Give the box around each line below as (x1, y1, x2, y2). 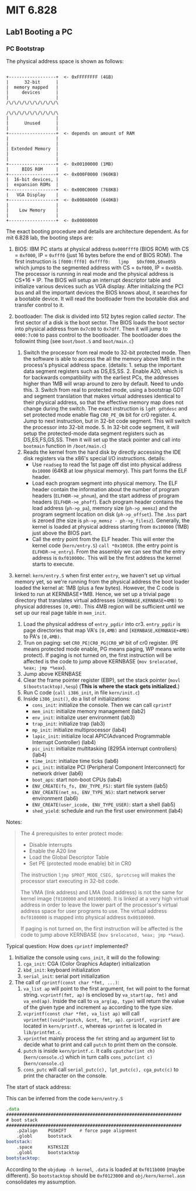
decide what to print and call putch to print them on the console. (23, 1041, 178, 1048)
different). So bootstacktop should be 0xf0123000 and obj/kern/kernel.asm (6, 1172, 185, 1179)
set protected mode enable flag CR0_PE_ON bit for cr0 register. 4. (23, 411, 177, 418)
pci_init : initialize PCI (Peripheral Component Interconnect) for (32, 764, 185, 771)
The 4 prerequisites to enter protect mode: (20, 830, 123, 837)
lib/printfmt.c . (23, 1028, 62, 1035)
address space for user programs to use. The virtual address (20, 907, 167, 914)
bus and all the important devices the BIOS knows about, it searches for (14, 289, 188, 296)
